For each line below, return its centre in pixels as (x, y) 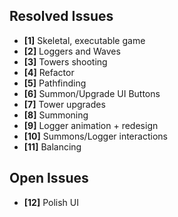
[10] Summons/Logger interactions (95, 136)
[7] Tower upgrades (64, 104)
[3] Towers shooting (65, 61)
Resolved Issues (61, 16)
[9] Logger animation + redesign (91, 125)
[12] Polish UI (51, 202)
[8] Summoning (56, 115)
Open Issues (49, 178)
